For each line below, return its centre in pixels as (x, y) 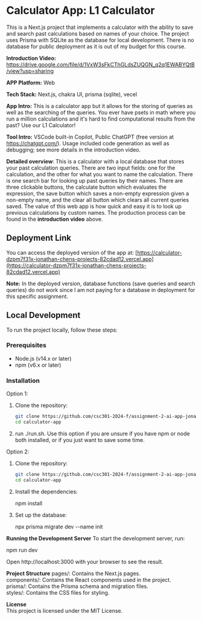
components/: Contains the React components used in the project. (89, 580)
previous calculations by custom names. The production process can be (96, 212)
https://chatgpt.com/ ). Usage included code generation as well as (88, 143)
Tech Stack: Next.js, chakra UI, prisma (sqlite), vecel (72, 94)
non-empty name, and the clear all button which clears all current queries (98, 200)
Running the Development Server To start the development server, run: (96, 538)
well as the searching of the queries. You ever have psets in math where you (101, 112)
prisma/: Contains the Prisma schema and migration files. (77, 586)
